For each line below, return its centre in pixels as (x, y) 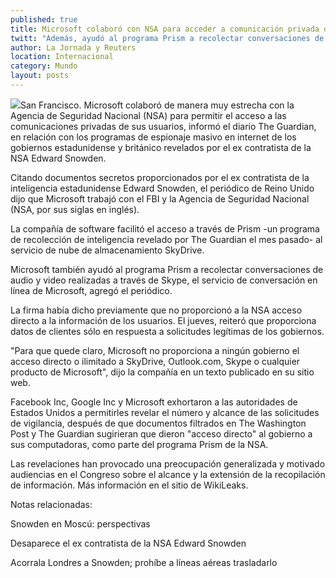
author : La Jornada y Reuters (73, 47)
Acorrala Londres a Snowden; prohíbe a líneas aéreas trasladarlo (144, 562)
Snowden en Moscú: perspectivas (80, 523)
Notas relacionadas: (51, 504)
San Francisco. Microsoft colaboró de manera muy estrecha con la (157, 105)
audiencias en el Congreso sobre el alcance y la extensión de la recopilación (168, 474)
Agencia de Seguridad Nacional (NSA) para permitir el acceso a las (148, 115)
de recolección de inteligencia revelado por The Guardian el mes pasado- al (166, 239)
